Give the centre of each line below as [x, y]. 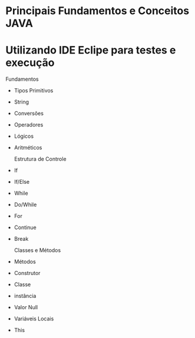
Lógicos [24, 136]
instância [25, 296]
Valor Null [26, 307]
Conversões [29, 114]
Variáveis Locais [34, 319]
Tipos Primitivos [34, 91]
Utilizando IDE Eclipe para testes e [91, 50]
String [22, 102]
